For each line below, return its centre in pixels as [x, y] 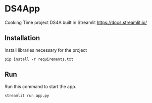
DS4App [22, 9]
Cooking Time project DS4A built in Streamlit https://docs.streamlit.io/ [76, 22]
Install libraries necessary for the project [46, 50]
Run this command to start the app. [41, 86]
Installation [22, 38]
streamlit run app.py [27, 96]
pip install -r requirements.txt [39, 59]
